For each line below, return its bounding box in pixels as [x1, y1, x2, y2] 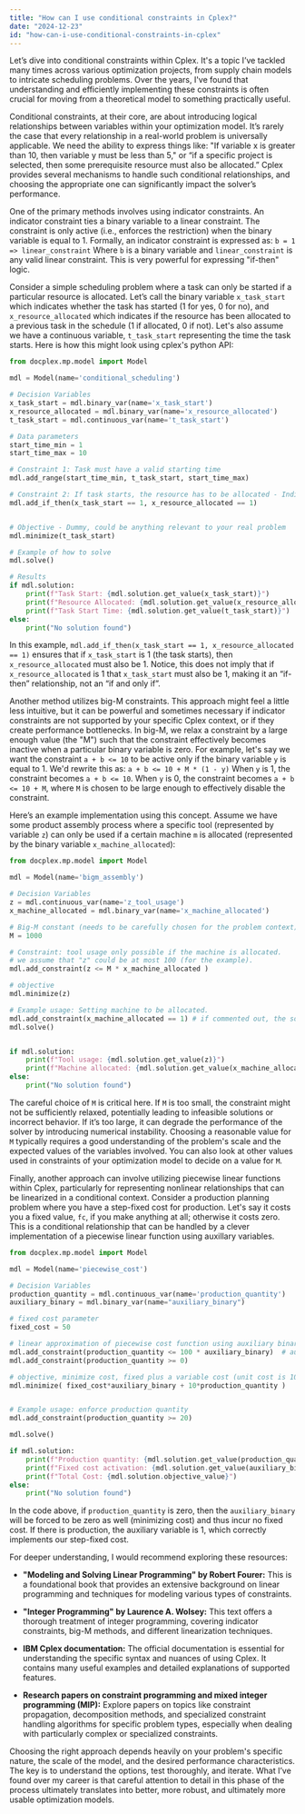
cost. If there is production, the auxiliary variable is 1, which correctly [9, 1524, 267, 1536]
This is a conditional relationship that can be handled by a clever [9, 1221, 251, 1231]
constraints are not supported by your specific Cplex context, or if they [9, 715, 275, 726]
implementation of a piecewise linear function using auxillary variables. [9, 1231, 275, 1241]
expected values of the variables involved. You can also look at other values [9, 1145, 293, 1156]
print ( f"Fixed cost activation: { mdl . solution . [25, 1463, 209, 1472]
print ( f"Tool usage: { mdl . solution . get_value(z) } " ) [25, 1055, 225, 1064]
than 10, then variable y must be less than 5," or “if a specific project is [9, 150, 273, 161]
